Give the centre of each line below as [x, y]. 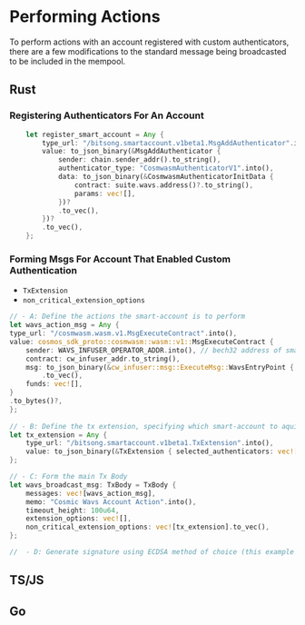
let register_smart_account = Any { [95, 134]
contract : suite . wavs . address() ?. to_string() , [164, 185]
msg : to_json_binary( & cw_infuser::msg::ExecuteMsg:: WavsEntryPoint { [160, 367]
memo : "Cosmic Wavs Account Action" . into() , [111, 501]
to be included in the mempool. [68, 61]
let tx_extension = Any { [58, 435]
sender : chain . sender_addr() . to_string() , [139, 160]
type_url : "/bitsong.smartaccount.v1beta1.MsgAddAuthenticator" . [168, 143]
